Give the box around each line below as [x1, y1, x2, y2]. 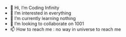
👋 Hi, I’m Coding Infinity [10, 5, 60, 10]
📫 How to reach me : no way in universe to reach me [10, 26, 121, 32]
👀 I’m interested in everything [10, 10, 72, 16]
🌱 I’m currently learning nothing [10, 15, 76, 21]
